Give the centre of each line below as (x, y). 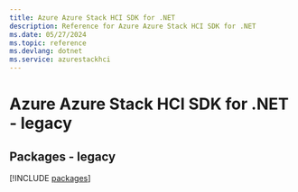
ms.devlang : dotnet (46, 51)
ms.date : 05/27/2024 (48, 34)
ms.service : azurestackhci (60, 59)
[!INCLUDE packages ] (50, 178)
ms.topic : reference (48, 43)
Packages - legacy (62, 156)
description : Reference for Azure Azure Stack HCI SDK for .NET (133, 26)
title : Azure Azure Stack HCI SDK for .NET (93, 18)
